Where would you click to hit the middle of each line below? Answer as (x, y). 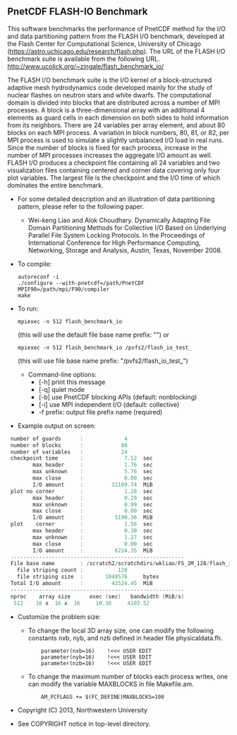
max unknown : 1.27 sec (93, 537)
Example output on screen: (57, 426)
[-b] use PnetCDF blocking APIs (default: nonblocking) (118, 397)
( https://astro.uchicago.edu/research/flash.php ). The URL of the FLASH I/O (116, 51)
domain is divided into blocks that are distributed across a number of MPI (114, 103)
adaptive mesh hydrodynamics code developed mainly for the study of (110, 87)
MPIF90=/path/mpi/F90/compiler (63, 289)
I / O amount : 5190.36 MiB (93, 518)
